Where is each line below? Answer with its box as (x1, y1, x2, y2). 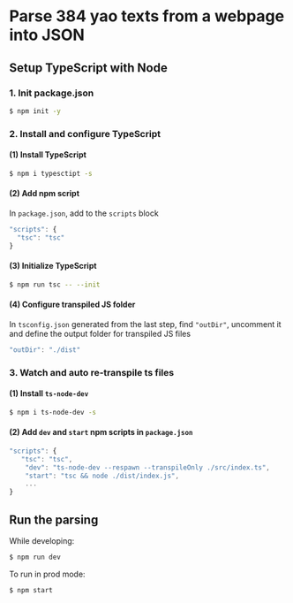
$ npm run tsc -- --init (9, 280, 101, 289)
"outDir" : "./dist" (9, 345, 81, 355)
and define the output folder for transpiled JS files (9, 328, 192, 339)
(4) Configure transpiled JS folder (9, 299, 136, 310)
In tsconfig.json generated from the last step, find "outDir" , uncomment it (9, 318, 282, 329)
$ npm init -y (9, 106, 62, 116)
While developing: (9, 536, 75, 546)
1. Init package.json (9, 87, 94, 99)
